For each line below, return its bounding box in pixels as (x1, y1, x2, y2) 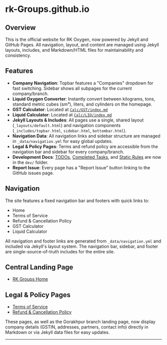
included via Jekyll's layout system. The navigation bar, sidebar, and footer (5, 243, 159, 249)
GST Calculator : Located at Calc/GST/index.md (12, 106, 108, 113)
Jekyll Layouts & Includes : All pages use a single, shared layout (12, 117, 144, 123)
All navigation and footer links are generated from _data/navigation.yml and (5, 238, 162, 244)
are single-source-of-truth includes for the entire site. (5, 248, 115, 254)
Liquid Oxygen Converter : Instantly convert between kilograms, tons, (12, 96, 156, 102)
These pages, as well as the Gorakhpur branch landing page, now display (5, 319, 156, 325)
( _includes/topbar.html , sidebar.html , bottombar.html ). (12, 127, 127, 133)
